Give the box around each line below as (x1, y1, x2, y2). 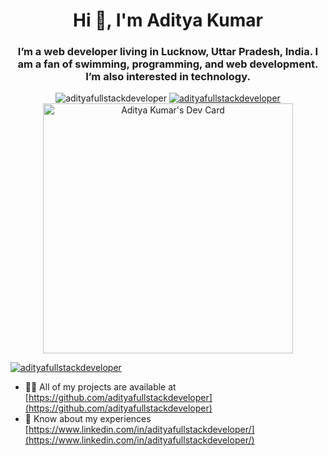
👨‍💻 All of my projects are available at (24, 381, 177, 393)
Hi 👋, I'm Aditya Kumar (73, 9, 263, 32)
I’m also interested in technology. (85, 70, 251, 84)
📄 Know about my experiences (24, 413, 152, 425)
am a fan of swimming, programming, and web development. (17, 57, 319, 71)
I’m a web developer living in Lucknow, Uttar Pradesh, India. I (17, 45, 319, 59)
